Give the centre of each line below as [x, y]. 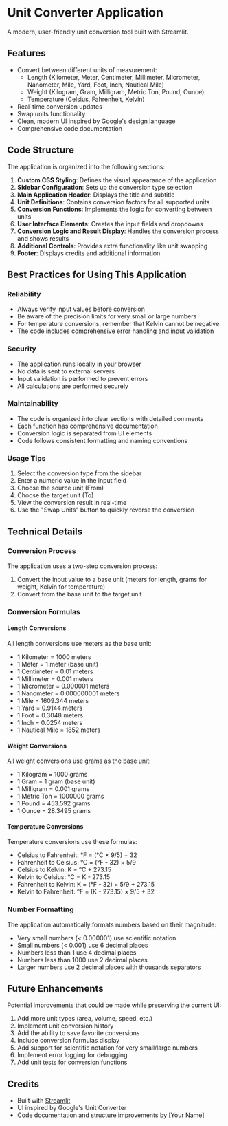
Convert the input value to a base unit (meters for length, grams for [112, 579]
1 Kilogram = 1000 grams [52, 775]
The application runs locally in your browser [79, 364]
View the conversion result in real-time [72, 503]
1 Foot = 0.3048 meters [50, 715]
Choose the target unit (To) [55, 495]
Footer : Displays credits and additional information [89, 253]
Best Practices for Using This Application [97, 274]
